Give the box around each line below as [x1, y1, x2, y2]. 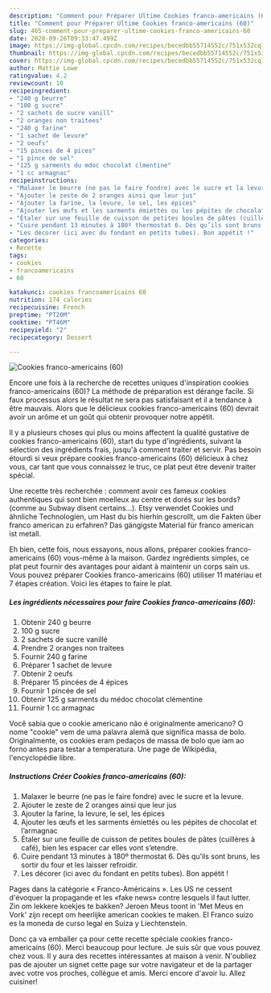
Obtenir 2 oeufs [20, 669, 73, 679]
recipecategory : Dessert [9, 333, 92, 341]
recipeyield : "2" [9, 325, 68, 334]
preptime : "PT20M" [9, 311, 71, 319]
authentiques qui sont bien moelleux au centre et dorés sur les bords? [9, 494, 240, 504]
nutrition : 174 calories [9, 296, 92, 304]
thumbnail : [9, 49, 46, 57]
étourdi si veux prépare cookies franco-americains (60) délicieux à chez [9, 453, 248, 463]
